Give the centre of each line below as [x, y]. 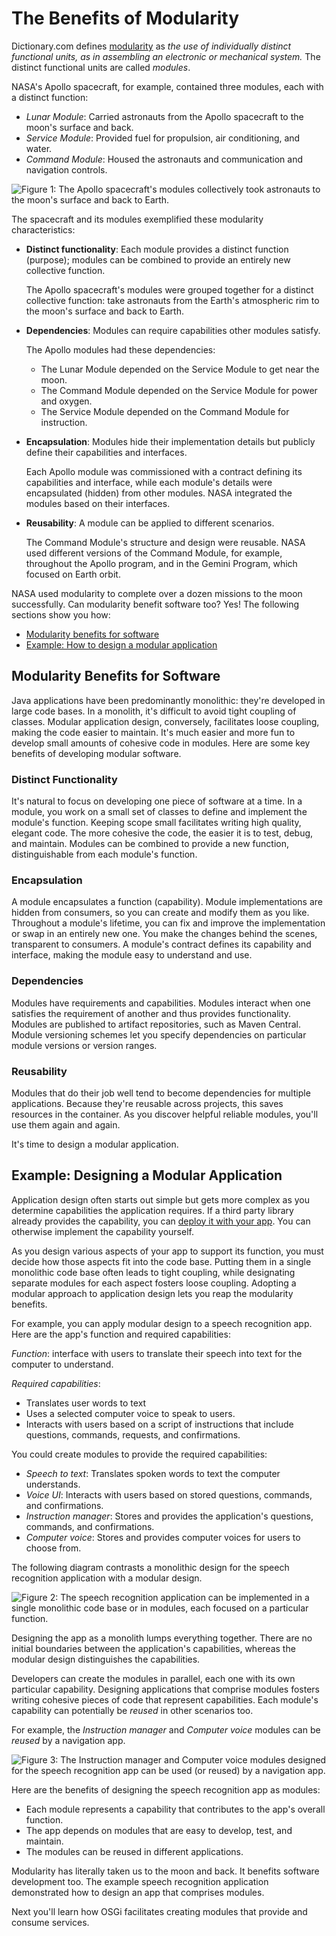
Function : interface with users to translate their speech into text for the [157, 1353]
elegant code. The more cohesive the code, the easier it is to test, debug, [162, 833]
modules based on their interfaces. [98, 503]
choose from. [53, 1548]
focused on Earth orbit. [73, 574]
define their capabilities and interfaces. [106, 452]
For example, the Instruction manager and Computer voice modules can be [166, 1729]
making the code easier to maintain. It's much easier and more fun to [153, 732]
